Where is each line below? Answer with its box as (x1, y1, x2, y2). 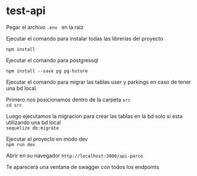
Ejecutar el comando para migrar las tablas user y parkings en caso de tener (6, 78, 191, 85)
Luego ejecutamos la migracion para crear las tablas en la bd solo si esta (6, 112, 183, 119)
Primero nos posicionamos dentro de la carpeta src (6, 96, 131, 103)
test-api (6, 4, 46, 18)
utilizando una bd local (6, 119, 61, 126)
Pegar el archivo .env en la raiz (6, 24, 84, 31)
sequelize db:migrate (6, 125, 59, 131)
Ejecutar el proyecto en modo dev (6, 135, 88, 142)
